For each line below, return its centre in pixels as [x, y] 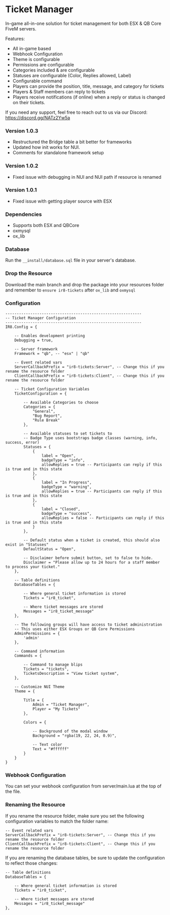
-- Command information [40, 651]
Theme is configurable [36, 59]
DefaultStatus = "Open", [50, 549]
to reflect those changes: [31, 863]
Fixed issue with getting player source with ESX [62, 201]
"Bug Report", [47, 416]
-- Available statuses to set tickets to [68, 434]
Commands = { [28, 656]
